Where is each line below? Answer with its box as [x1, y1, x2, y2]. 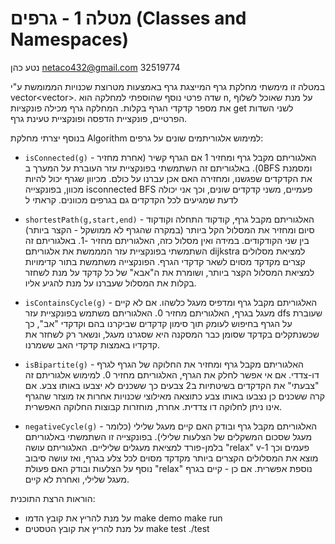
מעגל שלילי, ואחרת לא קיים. [24, 473, 130, 485]
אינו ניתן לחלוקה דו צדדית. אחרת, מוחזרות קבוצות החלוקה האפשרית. [24, 400, 283, 412]
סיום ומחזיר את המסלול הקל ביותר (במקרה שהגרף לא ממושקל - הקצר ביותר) [24, 223, 315, 236]
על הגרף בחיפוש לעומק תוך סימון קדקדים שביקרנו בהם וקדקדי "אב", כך [24, 317, 293, 329]
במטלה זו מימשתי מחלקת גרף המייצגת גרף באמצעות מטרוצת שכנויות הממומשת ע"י [10, 80, 326, 92]
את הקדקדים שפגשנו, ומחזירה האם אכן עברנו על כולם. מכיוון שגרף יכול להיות [24, 172, 313, 184]
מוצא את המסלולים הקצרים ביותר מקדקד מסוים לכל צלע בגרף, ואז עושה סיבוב [24, 452, 319, 464]
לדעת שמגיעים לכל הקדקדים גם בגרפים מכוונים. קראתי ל [24, 193, 239, 206]
